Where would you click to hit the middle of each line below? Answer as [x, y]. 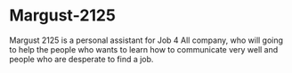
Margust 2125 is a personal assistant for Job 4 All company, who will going [146, 40]
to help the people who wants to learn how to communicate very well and [144, 49]
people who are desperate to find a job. [81, 59]
